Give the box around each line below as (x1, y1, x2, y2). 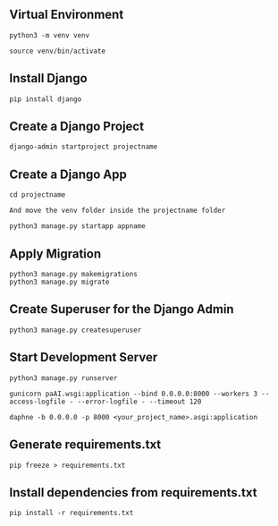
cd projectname (9, 191, 66, 199)
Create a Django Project (9, 119, 145, 134)
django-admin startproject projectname (9, 142, 158, 151)
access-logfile (9, 397, 66, 406)
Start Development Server (9, 350, 158, 365)
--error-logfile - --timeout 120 (77, 397, 202, 406)
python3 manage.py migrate (9, 277, 110, 287)
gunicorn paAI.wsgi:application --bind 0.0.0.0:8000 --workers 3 (9, 389, 257, 398)
